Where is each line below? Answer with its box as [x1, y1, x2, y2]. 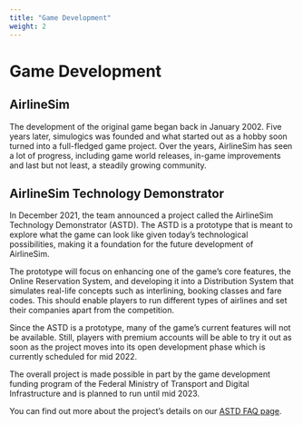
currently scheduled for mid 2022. [9, 351, 138, 362]
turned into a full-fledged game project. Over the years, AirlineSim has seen [9, 140, 293, 151]
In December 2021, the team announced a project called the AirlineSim [9, 210, 274, 221]
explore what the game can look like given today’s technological [9, 229, 249, 241]
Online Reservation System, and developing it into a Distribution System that [9, 276, 295, 287]
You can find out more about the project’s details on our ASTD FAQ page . [9, 406, 282, 417]
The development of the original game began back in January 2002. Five [9, 121, 282, 132]
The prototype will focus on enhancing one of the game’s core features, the [9, 266, 292, 277]
